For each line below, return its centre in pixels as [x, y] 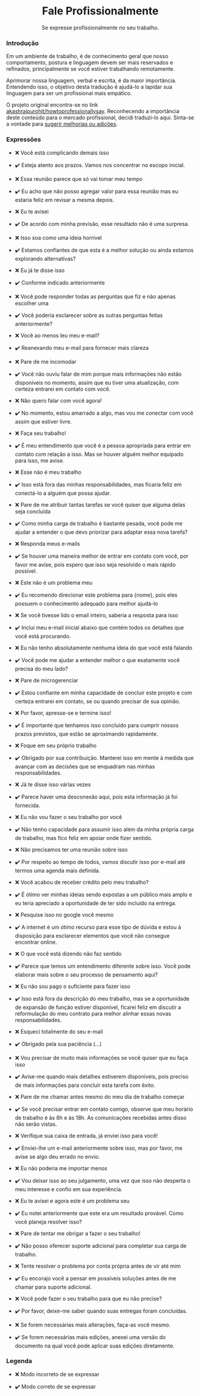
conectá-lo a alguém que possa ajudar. [63, 493]
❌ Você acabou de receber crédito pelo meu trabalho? [82, 882]
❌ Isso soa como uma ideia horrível [58, 237]
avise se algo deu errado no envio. [57, 1156]
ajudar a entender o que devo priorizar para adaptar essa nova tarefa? [101, 532]
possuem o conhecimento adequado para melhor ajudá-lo [86, 603]
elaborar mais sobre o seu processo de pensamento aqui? [86, 974]
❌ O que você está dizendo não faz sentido [68, 953]
